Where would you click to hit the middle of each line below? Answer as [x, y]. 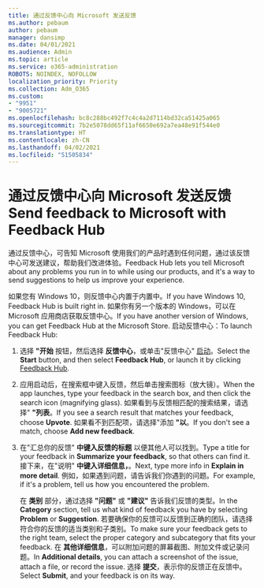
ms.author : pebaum [38, 23]
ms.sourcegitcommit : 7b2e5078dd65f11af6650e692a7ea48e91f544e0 [114, 125]
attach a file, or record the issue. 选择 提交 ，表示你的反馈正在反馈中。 [133, 567]
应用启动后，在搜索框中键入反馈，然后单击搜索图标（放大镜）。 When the [137, 385]
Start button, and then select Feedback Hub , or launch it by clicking [130, 360]
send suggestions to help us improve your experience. [97, 280]
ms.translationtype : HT [47, 132]
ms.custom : [26, 96]
